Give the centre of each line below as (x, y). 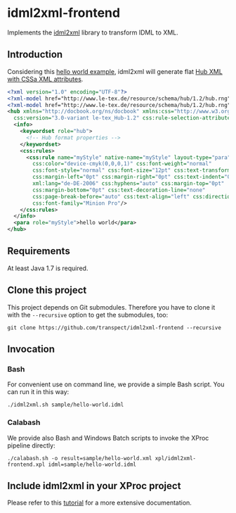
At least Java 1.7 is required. (48, 268)
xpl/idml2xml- (176, 458)
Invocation (31, 349)
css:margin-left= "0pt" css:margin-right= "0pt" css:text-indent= (129, 177)
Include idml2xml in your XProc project (94, 486)
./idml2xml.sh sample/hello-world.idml (66, 405)
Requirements (39, 251)
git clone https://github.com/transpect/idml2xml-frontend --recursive (114, 328)
